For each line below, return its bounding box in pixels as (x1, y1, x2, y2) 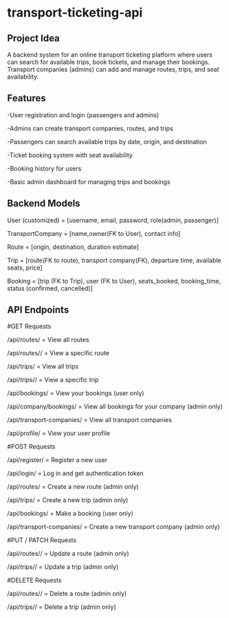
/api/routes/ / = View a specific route (7, 349, 110, 357)
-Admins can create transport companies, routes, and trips (7, 124, 173, 132)
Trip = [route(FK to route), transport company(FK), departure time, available (7, 256, 221, 264)
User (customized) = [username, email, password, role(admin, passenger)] (7, 216, 219, 224)
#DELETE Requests (7, 576, 62, 584)
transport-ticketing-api (7, 5, 143, 21)
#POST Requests (7, 443, 56, 451)
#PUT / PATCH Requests (7, 536, 77, 544)
